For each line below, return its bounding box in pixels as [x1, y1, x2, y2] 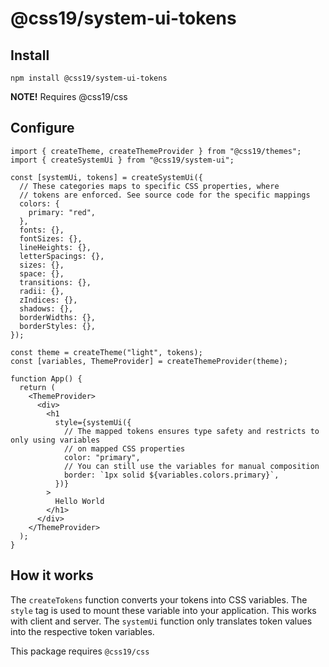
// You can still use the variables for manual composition [63, 461, 320, 471]
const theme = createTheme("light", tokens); [10, 347, 203, 357]
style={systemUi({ [54, 417, 132, 427]
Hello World [54, 496, 105, 506]
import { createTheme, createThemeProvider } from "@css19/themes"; [10, 146, 302, 156]
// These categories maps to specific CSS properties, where [19, 181, 280, 191]
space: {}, [19, 268, 65, 279]
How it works [10, 567, 94, 584]
